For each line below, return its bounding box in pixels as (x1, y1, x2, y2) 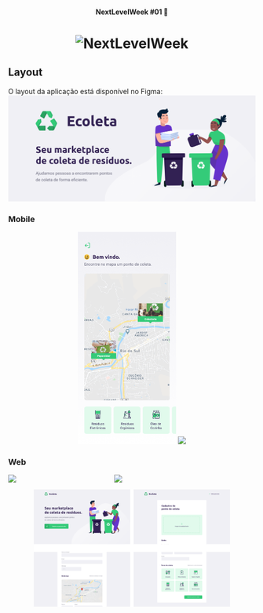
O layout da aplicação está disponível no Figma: (8, 86, 163, 96)
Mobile (8, 213, 35, 224)
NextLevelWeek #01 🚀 (95, 7, 169, 16)
